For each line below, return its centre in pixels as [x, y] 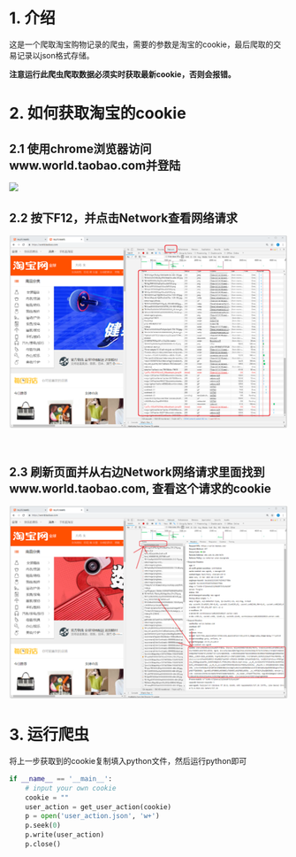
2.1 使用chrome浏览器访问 [80, 148]
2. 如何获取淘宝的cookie [98, 114]
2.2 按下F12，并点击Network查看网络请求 [124, 218]
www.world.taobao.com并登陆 [95, 165]
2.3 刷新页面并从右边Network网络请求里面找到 [137, 472]
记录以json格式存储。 [55, 55]
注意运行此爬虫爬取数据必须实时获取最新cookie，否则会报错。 [122, 74]
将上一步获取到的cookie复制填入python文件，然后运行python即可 [128, 760]
